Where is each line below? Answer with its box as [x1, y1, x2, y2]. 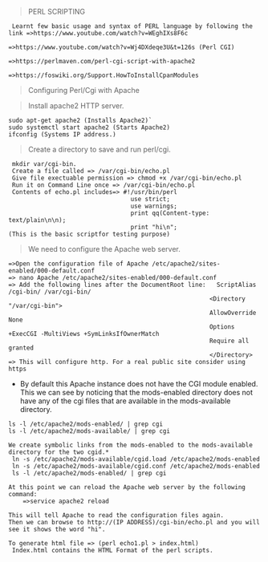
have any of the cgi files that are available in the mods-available [19, 396, 231, 406]
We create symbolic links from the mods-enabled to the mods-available [8, 441, 253, 449]
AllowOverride [209, 309, 257, 317]
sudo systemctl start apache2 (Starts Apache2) [8, 123, 171, 131]
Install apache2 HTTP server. [27, 101, 124, 111]
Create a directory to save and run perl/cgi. [27, 144, 171, 154]
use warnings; [130, 202, 178, 210]
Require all [209, 337, 250, 345]
